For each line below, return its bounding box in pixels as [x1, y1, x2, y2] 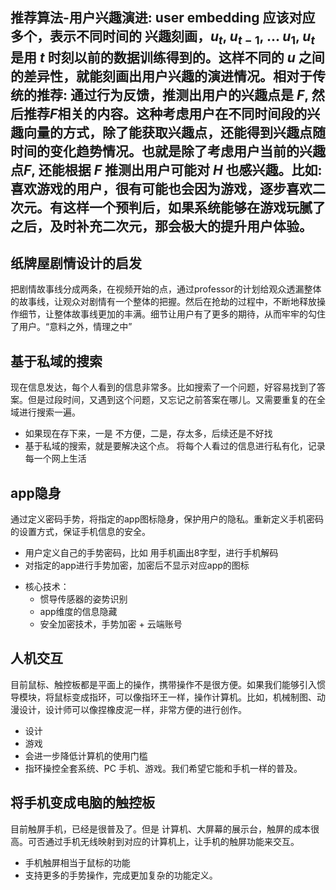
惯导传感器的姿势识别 [39, 593, 128, 605]
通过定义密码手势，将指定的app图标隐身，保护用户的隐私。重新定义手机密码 [10, 513, 325, 525]
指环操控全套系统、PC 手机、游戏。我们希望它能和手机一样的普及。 [24, 762, 303, 774]
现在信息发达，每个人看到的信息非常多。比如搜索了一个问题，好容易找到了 [10, 381, 317, 393]
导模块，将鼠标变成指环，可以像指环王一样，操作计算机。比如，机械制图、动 [10, 691, 326, 703]
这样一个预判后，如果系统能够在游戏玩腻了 [62, 199, 326, 216]
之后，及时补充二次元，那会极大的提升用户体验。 [10, 218, 313, 235]
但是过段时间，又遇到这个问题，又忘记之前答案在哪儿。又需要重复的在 [27, 394, 317, 406]
